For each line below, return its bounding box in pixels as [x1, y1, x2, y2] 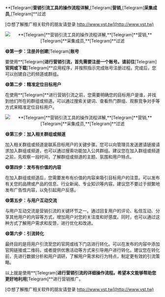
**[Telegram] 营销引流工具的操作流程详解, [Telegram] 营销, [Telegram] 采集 [5, 5, 153, 10]
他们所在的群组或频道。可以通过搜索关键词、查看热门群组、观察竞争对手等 [9, 98, 160, 104]
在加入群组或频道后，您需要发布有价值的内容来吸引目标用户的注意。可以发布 [5, 175, 160, 181]
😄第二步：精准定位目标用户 [5, 81, 61, 87]
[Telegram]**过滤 [10, 11, 46, 17]
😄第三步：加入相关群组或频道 [5, 131, 66, 137]
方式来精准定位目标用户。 [5, 104, 57, 110]
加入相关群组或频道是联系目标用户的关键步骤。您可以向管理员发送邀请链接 [5, 142, 156, 147]
